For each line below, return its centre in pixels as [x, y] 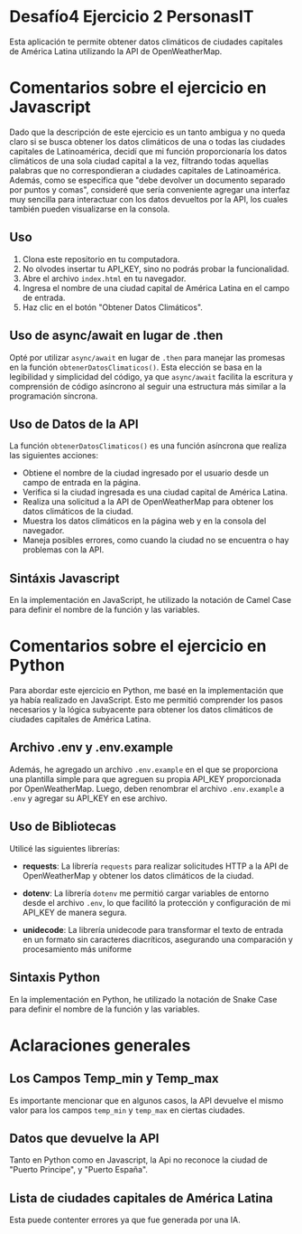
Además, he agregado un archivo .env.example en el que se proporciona [144, 769]
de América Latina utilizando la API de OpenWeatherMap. [116, 51]
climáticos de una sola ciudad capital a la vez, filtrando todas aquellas [139, 161]
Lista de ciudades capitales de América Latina [141, 1198]
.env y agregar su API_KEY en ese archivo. [89, 798]
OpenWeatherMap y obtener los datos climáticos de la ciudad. [138, 875]
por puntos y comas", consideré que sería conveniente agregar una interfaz [150, 189]
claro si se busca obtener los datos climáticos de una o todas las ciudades [147, 141]
